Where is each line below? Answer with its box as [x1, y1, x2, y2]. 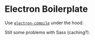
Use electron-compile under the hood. [4, 20, 84, 26]
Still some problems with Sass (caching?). [4, 29, 91, 35]
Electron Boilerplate [4, 3, 88, 15]
